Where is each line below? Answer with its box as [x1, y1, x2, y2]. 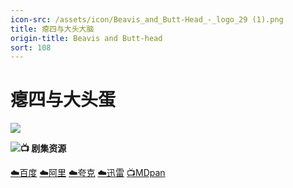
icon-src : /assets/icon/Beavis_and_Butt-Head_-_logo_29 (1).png [10, 14, 284, 25]
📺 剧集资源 [20, 142, 67, 155]
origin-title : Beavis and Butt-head [10, 33, 163, 43]
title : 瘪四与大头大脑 [10, 24, 95, 34]
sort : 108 [10, 42, 52, 53]
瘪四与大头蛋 [10, 89, 117, 111]
